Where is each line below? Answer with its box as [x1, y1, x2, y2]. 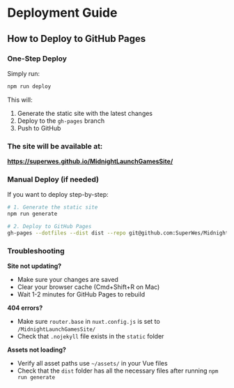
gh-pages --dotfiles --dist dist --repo [7, 229, 127, 237]
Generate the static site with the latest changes [17, 109, 153, 117]
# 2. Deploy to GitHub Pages [7, 223, 92, 230]
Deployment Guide [7, 5, 118, 21]
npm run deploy [7, 82, 52, 90]
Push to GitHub [17, 124, 61, 132]
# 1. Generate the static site [7, 204, 98, 211]
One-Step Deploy [7, 54, 68, 64]
